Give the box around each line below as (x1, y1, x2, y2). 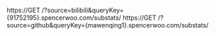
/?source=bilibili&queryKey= (41, 6, 125, 14)
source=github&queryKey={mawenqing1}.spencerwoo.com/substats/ (6, 21, 209, 29)
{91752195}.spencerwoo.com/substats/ (6, 13, 122, 22)
